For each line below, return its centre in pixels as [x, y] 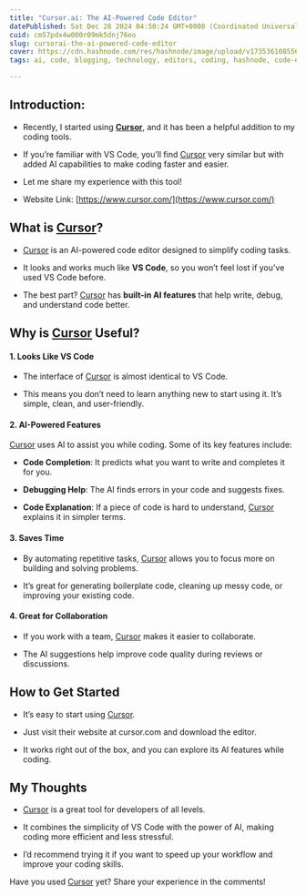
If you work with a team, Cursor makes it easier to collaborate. [139, 636]
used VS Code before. [64, 277]
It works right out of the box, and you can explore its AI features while [153, 749]
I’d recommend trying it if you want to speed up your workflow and [148, 855]
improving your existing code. [78, 595]
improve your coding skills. [73, 864]
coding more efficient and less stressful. [98, 837]
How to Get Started [65, 692]
